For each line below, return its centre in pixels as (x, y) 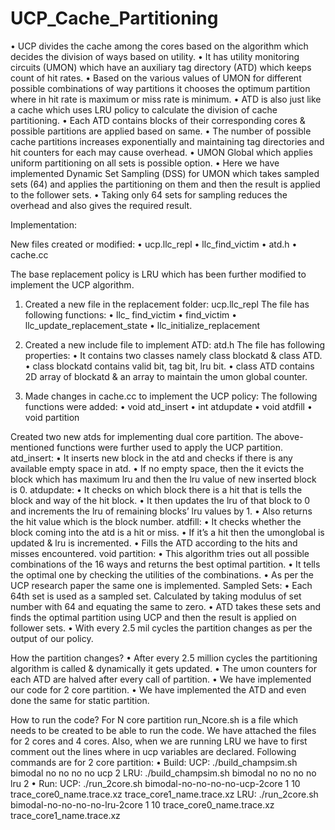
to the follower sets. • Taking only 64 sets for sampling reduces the (149, 194)
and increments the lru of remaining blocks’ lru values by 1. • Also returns (161, 511)
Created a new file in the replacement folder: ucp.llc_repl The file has (167, 304)
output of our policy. (52, 638)
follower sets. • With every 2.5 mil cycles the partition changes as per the (161, 628)
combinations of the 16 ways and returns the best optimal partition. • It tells (165, 564)
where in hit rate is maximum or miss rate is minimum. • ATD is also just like (166, 99)
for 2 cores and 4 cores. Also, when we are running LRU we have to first (159, 741)
